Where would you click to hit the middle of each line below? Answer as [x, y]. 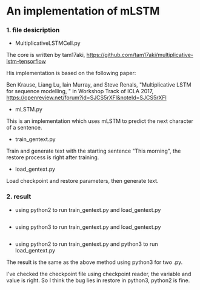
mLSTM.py [28, 110]
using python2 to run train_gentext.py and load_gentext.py [88, 209]
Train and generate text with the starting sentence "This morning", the [94, 151]
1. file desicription [33, 30]
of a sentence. [24, 128]
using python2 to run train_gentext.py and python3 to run [86, 244]
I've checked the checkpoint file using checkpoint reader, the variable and [99, 274]
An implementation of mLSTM [83, 11]
